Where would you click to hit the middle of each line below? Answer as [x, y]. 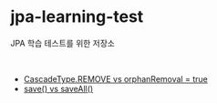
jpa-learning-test [77, 17]
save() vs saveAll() [58, 88]
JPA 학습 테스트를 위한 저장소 [62, 43]
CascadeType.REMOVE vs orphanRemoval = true [115, 78]
